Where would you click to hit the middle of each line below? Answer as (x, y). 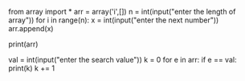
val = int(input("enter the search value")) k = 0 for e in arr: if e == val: (122, 60)
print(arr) (23, 44)
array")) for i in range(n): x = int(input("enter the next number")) (114, 20)
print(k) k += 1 (31, 68)
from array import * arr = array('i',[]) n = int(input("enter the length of (122, 12)
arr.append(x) (31, 28)
